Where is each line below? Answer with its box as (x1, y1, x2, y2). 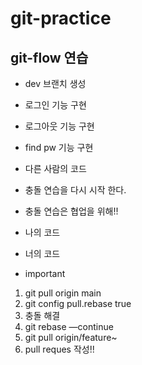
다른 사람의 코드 (24, 163, 87, 174)
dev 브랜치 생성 (24, 78, 87, 89)
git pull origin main (24, 287, 102, 299)
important (24, 268, 66, 279)
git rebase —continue (24, 321, 114, 332)
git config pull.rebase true (24, 298, 132, 309)
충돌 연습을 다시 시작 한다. (24, 184, 127, 196)
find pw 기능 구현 (24, 142, 94, 153)
